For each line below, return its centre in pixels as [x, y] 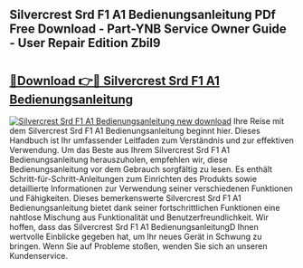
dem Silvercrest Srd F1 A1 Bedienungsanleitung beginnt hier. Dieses [135, 131]
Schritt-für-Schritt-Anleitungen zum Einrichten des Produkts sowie [133, 179]
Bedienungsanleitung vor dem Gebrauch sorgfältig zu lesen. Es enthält [141, 169]
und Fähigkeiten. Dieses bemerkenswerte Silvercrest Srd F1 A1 [125, 198]
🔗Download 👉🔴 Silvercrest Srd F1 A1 [114, 81]
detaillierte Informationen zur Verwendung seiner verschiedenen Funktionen [151, 188]
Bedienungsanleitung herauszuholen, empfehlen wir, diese [118, 159]
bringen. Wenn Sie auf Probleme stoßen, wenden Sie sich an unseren [138, 246]
